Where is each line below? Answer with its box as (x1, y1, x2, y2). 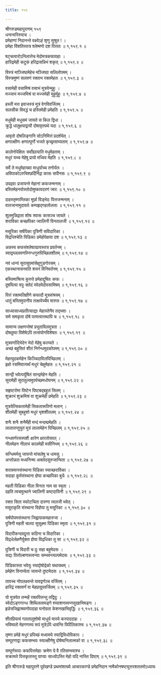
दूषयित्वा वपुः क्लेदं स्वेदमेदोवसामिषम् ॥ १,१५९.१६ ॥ (5, 282, 88, 288)
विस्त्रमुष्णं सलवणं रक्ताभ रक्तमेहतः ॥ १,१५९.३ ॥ (5, 75, 84, 81)
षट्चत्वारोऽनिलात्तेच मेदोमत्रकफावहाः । (5, 53, 65, 59)
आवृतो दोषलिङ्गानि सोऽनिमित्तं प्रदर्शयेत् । (5, 133, 70, 139)
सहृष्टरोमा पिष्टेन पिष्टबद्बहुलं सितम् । (5, 387, 65, 393)
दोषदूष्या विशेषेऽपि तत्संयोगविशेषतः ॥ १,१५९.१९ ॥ (5, 329, 85, 335)
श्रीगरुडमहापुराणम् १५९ (5, 26, 42, 32)
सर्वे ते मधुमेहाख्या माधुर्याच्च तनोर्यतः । (5, 164, 64, 171)
